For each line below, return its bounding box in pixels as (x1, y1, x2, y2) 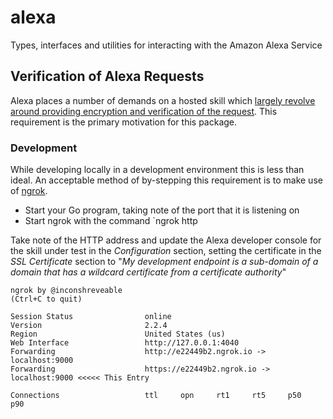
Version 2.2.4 (10, 321, 168, 331)
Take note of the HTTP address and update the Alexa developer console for (10, 234, 322, 246)
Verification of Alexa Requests (10, 68, 205, 85)
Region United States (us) (10, 329, 226, 340)
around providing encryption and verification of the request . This (10, 105, 278, 117)
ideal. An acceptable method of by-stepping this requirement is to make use (10, 174, 323, 186)
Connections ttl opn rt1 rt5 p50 (10, 391, 302, 401)
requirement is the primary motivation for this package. (10, 116, 238, 128)
